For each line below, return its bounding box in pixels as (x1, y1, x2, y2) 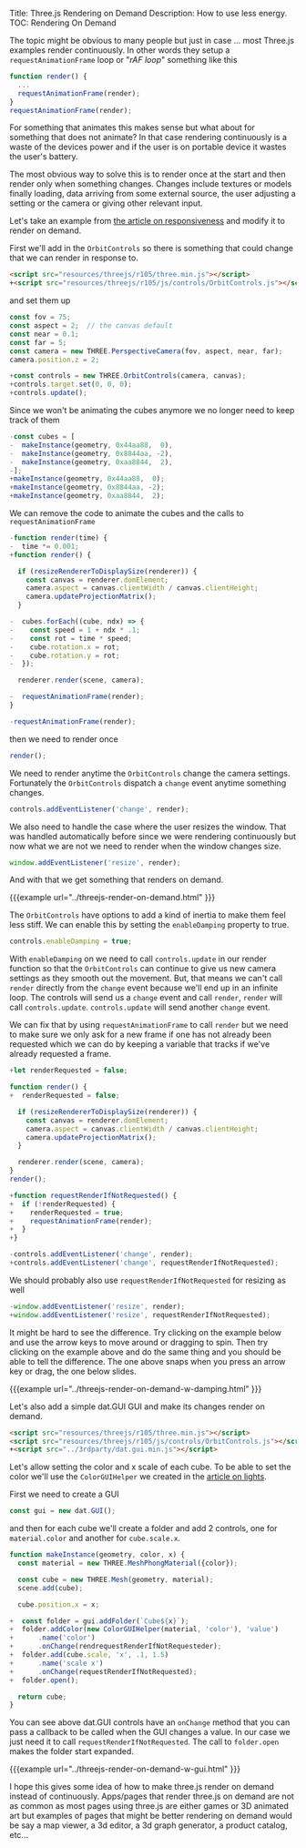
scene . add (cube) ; (17, 1583, 84, 1592)
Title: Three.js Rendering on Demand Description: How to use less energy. (9, 8, 288, 18)
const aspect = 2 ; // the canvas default (9, 321, 173, 330)
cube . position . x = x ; (17, 1599, 100, 1609)
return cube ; (17, 1692, 67, 1701)
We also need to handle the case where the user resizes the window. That (9, 821, 287, 832)
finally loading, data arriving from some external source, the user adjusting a (9, 188, 296, 199)
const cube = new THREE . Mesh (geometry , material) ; (17, 1575, 214, 1584)
